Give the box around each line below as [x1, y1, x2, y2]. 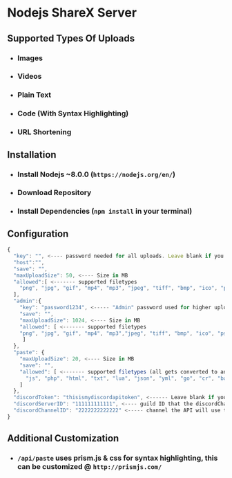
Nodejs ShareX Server [7, 5, 137, 21]
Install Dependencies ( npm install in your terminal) [17, 206, 193, 216]
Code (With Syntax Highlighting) [17, 109, 129, 118]
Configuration [7, 228, 69, 239]
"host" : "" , [13, 259, 45, 266]
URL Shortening [17, 127, 72, 137]
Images [17, 53, 43, 63]
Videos [17, 71, 42, 81]
